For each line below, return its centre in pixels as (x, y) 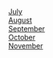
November (26, 46)
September (27, 29)
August (20, 20)
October (22, 37)
